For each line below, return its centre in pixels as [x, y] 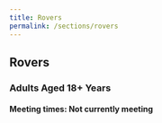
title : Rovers [36, 18]
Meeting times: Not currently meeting [81, 110]
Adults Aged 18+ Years [60, 88]
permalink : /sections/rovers [64, 26]
